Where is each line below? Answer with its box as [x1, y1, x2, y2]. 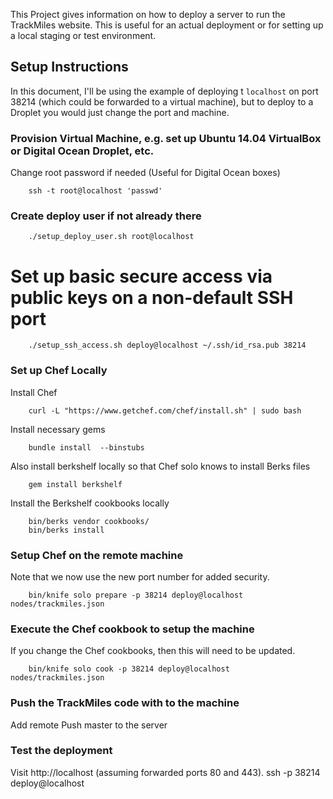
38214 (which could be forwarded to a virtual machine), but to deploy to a [10, 95, 314, 108]
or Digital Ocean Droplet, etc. [10, 144, 155, 158]
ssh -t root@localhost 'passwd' [28, 186, 163, 196]
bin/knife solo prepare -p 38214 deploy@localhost [28, 590, 244, 600]
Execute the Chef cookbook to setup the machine [10, 622, 255, 636]
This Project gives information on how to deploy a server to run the [10, 9, 286, 20]
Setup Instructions [10, 59, 129, 76]
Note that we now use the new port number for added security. [10, 570, 270, 583]
